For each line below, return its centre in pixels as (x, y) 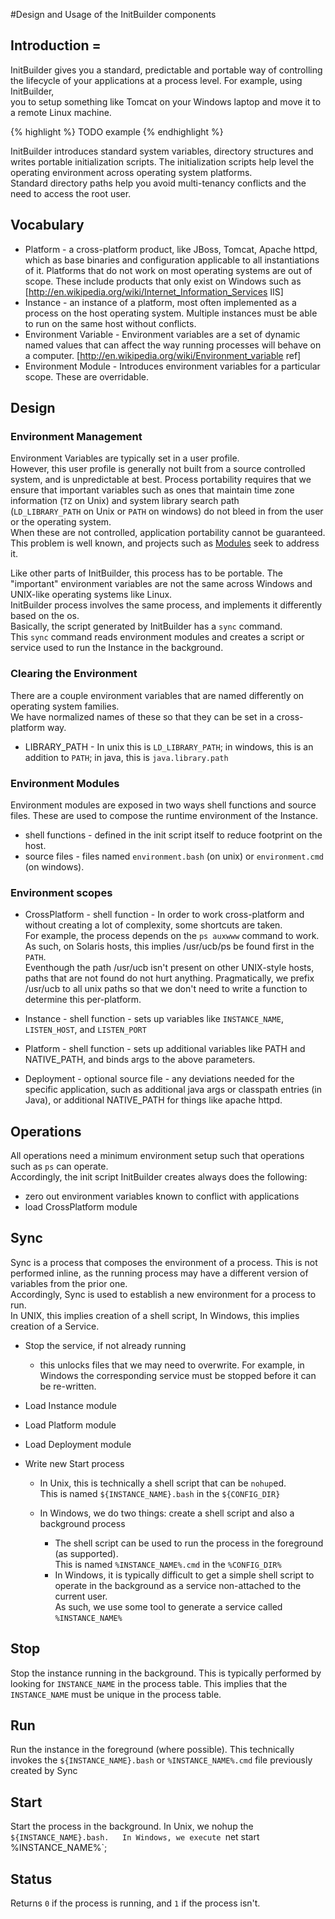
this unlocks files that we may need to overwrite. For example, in (172, 1365)
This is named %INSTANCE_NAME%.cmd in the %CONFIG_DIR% (168, 1564)
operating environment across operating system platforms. (131, 172)
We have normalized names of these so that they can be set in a (142, 716)
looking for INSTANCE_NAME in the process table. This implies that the (149, 1683)
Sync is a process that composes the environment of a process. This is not (164, 1262)
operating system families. (65, 706)
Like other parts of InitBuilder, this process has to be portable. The (146, 573)
